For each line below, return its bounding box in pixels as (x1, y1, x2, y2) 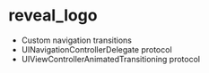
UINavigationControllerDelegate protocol (21, 44, 172, 54)
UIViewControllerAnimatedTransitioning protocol (21, 53, 201, 64)
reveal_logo (8, 5, 98, 26)
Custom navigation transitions (21, 35, 132, 45)
